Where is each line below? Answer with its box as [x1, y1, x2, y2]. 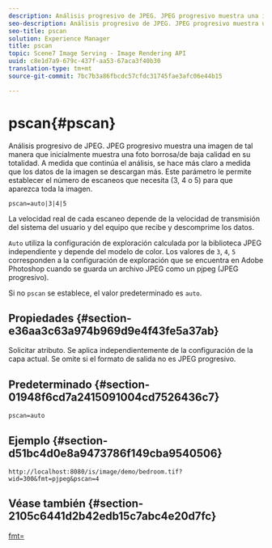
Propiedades [8, 311, 74, 325]
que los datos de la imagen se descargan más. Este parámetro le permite [8, 167, 253, 176]
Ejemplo [8, 434, 50, 448]
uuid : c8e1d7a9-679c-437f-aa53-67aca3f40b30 [8, 57, 161, 66]
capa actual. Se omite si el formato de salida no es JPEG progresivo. [8, 354, 236, 364]
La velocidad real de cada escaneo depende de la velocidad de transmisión [8, 214, 261, 223]
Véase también [8, 497, 87, 511]
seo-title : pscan [8, 27, 67, 35]
